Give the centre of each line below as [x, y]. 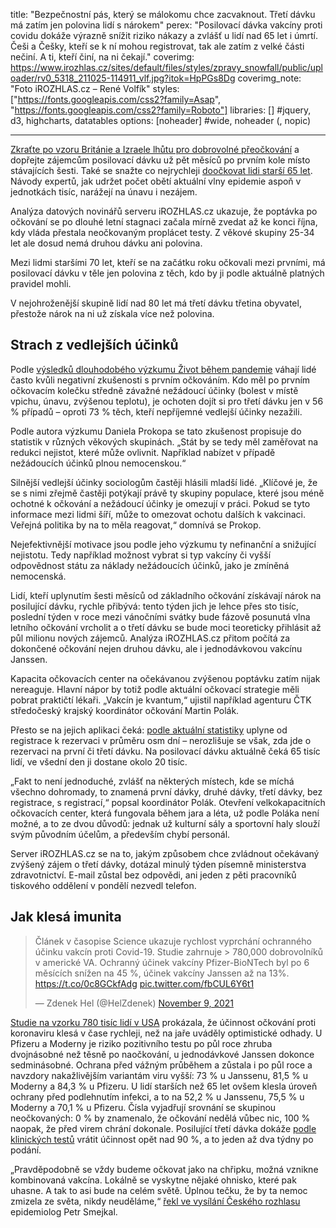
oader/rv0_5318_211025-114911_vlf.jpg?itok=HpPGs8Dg [123, 78]
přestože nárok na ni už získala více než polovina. [112, 313]
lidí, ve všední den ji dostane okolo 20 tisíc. [99, 761]
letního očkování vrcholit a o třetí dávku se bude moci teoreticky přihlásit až [166, 627]
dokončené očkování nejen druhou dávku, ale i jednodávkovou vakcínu [156, 648]
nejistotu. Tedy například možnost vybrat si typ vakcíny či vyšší [141, 555]
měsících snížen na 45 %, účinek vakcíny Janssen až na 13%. [162, 973]
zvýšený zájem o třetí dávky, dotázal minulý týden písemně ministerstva [158, 864]
